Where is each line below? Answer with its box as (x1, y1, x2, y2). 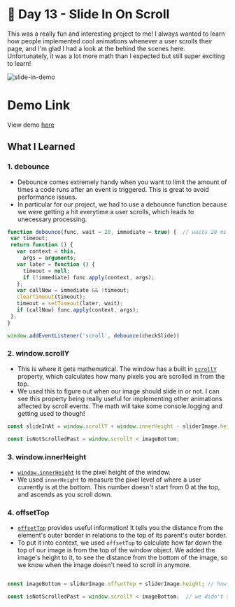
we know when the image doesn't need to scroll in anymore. (17, 561, 192, 569)
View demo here (7, 120, 55, 129)
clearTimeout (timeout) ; (16, 293, 86, 300)
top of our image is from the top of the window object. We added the (17, 546, 215, 554)
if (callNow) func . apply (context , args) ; (16, 307, 139, 314)
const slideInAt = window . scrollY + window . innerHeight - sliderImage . (7, 423, 220, 430)
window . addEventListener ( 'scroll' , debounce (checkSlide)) (7, 332, 180, 339)
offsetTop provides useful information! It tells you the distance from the (17, 524, 224, 532)
